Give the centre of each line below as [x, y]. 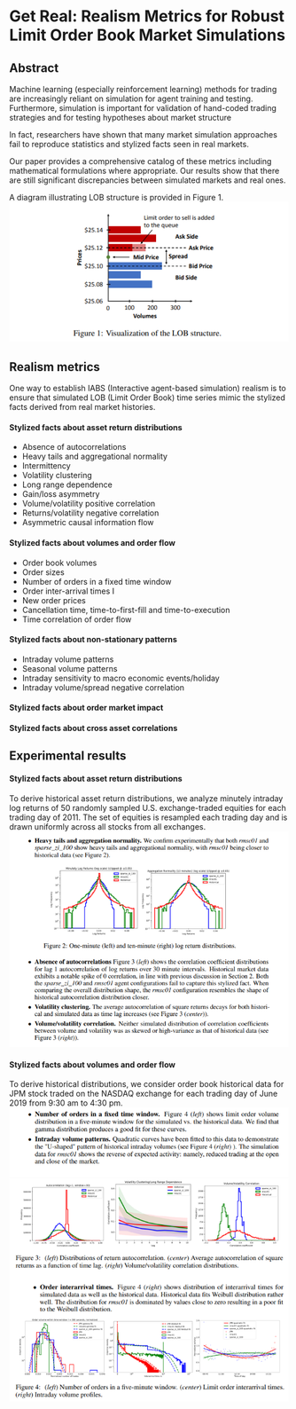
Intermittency [46, 466]
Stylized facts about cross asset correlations [93, 728]
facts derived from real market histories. [82, 407]
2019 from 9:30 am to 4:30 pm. [66, 1103]
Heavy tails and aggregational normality [95, 457]
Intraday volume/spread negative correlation [103, 687]
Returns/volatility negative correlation [90, 513]
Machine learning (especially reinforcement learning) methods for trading [143, 89]
